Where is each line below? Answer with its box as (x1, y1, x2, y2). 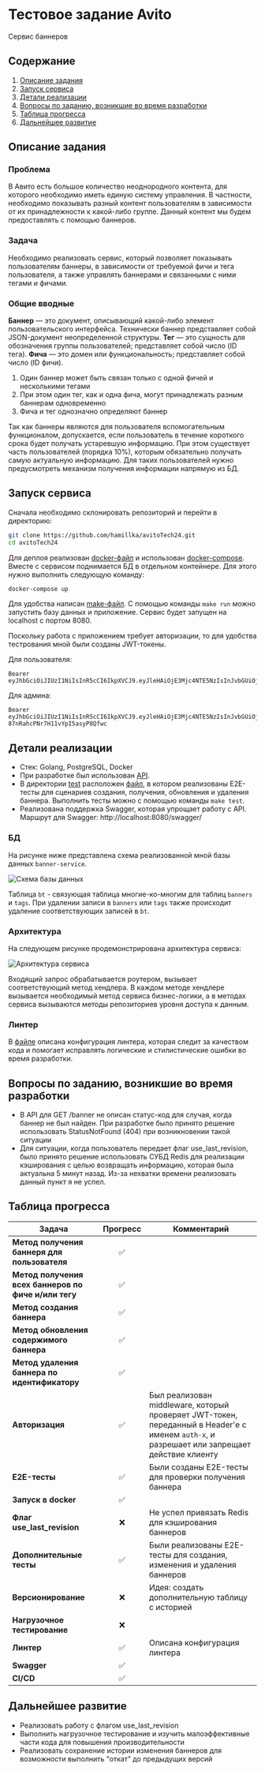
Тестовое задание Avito (8, 6, 172, 24)
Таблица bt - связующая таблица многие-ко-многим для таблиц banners (8, 889, 253, 899)
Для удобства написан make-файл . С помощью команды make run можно (8, 599, 256, 608)
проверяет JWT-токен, (148, 1409, 238, 1420)
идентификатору (12, 1376, 80, 1387)
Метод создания (12, 1301, 79, 1312)
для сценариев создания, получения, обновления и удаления (41, 788, 249, 797)
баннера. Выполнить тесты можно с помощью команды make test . (19, 796, 245, 806)
